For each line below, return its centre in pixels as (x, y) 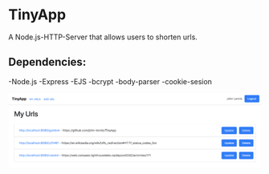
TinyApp (37, 15)
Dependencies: (47, 62)
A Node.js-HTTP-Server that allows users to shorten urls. (103, 37)
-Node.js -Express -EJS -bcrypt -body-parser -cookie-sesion (110, 81)
